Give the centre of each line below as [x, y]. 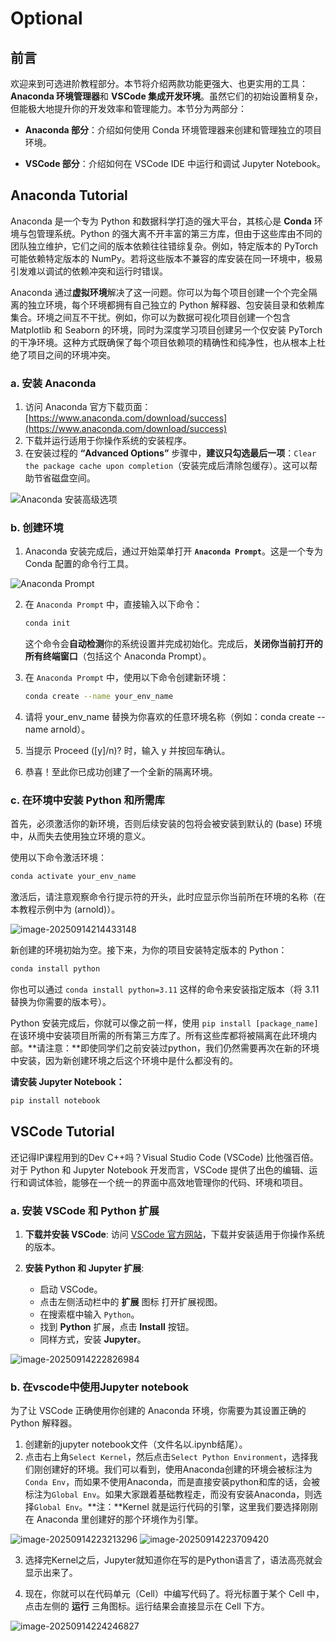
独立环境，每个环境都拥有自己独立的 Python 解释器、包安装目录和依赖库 [176, 304]
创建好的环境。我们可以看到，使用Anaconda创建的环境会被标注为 [177, 1469]
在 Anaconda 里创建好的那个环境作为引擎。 [114, 1519]
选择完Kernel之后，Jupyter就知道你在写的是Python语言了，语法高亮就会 [173, 1560]
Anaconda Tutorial [69, 195]
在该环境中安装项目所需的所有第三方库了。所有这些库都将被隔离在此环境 [159, 1036]
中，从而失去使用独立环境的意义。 [80, 836]
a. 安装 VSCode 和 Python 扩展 [85, 1210]
